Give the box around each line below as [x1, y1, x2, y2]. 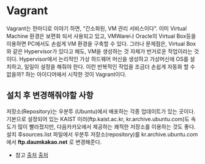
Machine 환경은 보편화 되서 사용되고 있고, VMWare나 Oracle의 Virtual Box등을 [6, 32, 196, 40]
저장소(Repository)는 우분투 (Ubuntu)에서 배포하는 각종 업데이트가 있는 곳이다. [6, 108, 196, 115]
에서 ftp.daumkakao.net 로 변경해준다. [6, 138, 102, 146]
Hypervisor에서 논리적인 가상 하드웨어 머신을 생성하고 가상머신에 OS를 [19, 55, 188, 62]
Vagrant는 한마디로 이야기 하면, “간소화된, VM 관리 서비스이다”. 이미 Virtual [6, 24, 187, 32]
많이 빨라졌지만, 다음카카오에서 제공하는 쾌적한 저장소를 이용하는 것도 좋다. [17, 123, 196, 130]
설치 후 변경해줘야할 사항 [6, 90, 94, 101]
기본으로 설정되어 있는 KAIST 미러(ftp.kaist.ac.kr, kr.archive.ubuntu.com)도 [6, 115, 190, 122]
